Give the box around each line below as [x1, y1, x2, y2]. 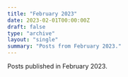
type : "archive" [7, 29, 55, 37]
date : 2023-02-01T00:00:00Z [7, 17, 91, 24]
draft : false [7, 23, 46, 30]
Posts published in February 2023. [7, 62, 107, 70]
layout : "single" [7, 36, 59, 43]
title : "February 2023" [7, 10, 78, 17]
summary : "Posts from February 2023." [7, 43, 122, 50]
